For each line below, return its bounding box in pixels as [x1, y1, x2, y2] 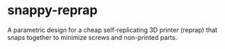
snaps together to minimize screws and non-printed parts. [7, 33, 177, 41]
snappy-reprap [7, 2, 98, 18]
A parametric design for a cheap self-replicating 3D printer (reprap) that [7, 26, 218, 34]
